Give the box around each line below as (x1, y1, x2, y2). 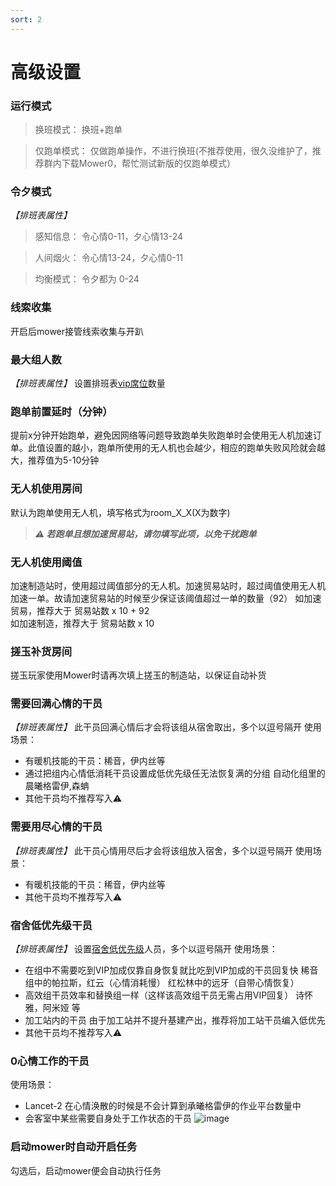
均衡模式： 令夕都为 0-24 (34, 273, 140, 285)
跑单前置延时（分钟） (10, 404, 113, 418)
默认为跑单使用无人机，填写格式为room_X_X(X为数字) (10, 506, 231, 518)
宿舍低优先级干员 (10, 918, 93, 932)
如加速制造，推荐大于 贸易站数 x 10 (10, 617, 155, 629)
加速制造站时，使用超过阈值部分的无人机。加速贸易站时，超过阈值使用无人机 (10, 579, 326, 591)
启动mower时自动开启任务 (10, 1140, 138, 1154)
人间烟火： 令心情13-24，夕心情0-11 (34, 252, 184, 264)
